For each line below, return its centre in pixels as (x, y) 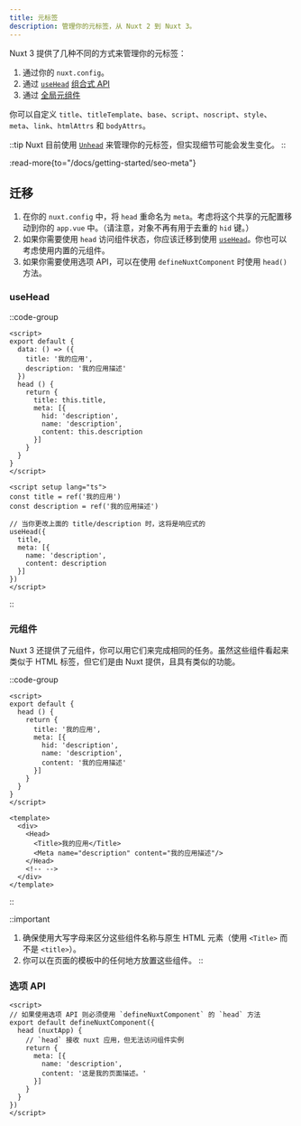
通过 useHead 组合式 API (66, 83)
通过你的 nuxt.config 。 (66, 72)
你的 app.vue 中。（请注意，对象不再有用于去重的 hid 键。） (146, 228)
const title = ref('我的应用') (65, 497)
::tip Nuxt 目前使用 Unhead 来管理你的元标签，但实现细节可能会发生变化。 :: (148, 145)
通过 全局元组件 (51, 95)
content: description (66, 563)
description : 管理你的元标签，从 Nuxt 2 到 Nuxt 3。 (103, 26)
